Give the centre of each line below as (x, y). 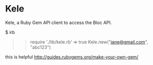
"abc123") (41, 47)
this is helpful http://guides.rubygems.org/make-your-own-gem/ (72, 57)
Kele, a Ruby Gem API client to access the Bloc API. (59, 22)
